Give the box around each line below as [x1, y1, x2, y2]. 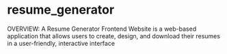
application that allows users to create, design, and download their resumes [7, 31, 221, 40]
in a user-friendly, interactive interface [7, 39, 115, 47]
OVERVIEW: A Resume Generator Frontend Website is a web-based [7, 25, 197, 33]
